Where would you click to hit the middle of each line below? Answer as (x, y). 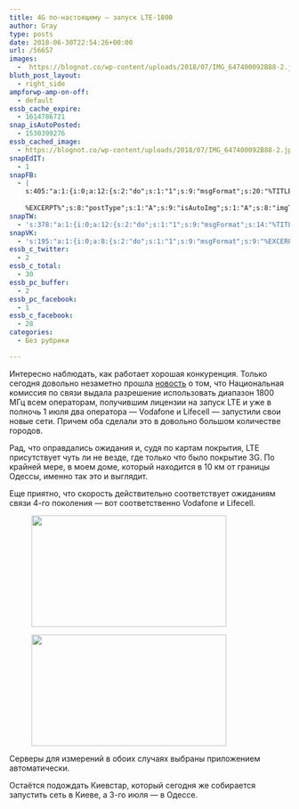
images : (24, 59)
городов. (26, 430)
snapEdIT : (28, 158)
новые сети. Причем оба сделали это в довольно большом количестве (145, 421)
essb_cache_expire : (45, 109)
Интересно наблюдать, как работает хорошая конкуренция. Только (138, 373)
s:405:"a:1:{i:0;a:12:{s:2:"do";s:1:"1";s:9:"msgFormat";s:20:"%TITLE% (161, 192)
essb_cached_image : (45, 142)
